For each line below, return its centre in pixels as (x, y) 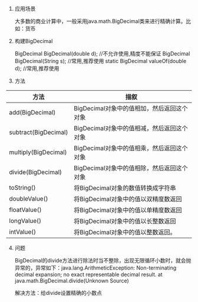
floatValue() (25, 210)
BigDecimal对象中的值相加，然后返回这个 (131, 108)
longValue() (25, 221)
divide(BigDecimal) (36, 172)
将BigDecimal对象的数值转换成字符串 (125, 188)
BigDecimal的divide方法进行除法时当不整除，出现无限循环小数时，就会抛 (103, 260)
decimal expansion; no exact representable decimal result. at (89, 274)
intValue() (23, 232)
